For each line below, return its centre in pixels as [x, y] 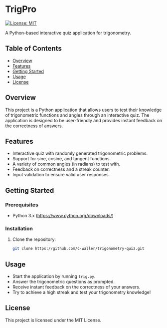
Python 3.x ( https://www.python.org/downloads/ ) [63, 216]
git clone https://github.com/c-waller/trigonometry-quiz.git [78, 249]
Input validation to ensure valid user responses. [61, 175]
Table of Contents [34, 49]
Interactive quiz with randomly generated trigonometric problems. [80, 153]
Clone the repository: [34, 239]
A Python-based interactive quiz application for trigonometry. [68, 33]
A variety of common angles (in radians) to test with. [66, 164]
